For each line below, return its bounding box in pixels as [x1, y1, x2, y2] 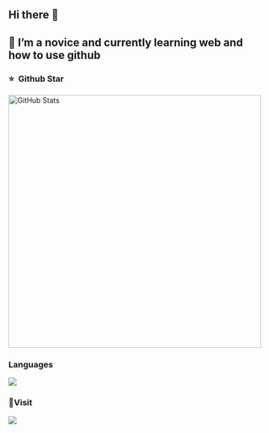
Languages [8, 359, 54, 370]
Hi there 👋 [8, 8, 59, 22]
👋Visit [8, 397, 32, 409]
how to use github [8, 48, 101, 62]
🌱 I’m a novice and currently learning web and [8, 36, 244, 49]
